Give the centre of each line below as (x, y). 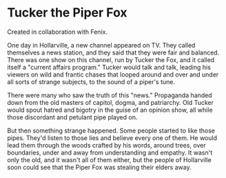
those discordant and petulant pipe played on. (72, 117)
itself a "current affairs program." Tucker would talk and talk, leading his (109, 67)
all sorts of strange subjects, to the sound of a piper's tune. (91, 81)
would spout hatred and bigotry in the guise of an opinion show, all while (110, 110)
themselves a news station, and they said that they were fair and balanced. (113, 52)
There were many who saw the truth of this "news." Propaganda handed (110, 95)
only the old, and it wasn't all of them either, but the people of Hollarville (109, 159)
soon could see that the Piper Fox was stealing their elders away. (99, 167)
